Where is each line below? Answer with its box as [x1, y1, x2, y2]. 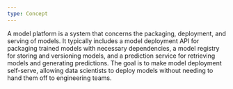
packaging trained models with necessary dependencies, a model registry [7, 44, 220, 52]
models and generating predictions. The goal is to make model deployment [7, 58, 223, 67]
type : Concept [7, 10, 49, 17]
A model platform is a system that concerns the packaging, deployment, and [7, 29, 226, 38]
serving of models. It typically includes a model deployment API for [7, 36, 200, 45]
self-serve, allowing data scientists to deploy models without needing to [7, 66, 214, 74]
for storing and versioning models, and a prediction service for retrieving [7, 51, 216, 60]
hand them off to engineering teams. [7, 74, 112, 82]
